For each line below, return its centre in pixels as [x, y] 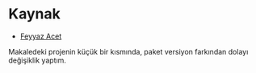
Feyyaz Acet [41, 36]
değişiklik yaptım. [38, 60]
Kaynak [34, 14]
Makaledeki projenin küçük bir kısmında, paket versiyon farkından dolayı [128, 51]
